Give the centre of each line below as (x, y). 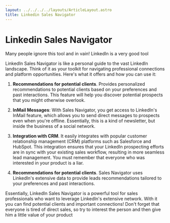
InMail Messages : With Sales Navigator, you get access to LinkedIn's (85, 110)
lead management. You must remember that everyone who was (79, 158)
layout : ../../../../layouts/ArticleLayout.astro (59, 10)
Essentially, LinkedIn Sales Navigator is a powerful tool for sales (72, 194)
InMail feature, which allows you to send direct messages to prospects (86, 116)
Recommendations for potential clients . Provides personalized (79, 84)
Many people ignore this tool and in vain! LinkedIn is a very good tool (77, 54)
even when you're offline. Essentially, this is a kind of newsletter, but (84, 121)
